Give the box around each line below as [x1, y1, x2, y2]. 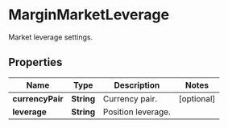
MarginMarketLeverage [8, 6, 170, 24]
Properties [8, 56, 63, 69]
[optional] [178, 93, 216, 104]
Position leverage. [103, 106, 171, 118]
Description [114, 79, 160, 90]
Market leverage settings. [8, 32, 93, 42]
